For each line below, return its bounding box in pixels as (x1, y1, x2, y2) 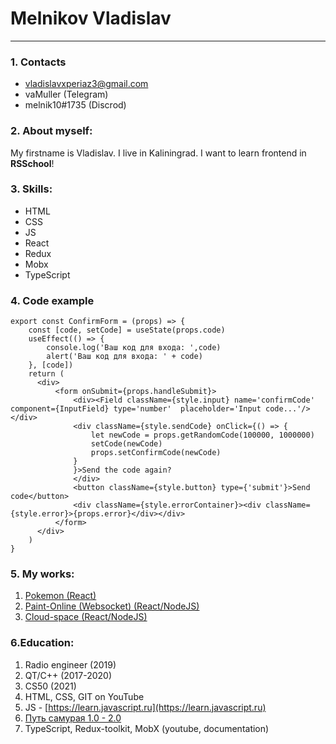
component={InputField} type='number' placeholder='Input (10, 404, 262, 414)
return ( (28, 369, 65, 379)
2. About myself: (10, 124, 93, 138)
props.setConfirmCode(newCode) (90, 448, 222, 458)
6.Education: (10, 636, 75, 650)
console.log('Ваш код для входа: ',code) (46, 343, 222, 353)
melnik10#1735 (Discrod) (24, 99, 127, 111)
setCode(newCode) (90, 439, 163, 449)
